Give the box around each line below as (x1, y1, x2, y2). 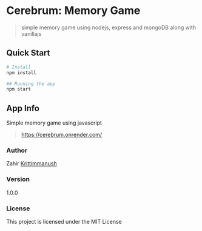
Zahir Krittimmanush (6, 160, 57, 167)
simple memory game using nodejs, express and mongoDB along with (21, 24, 196, 31)
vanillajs (21, 30, 42, 37)
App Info (6, 103, 39, 113)
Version (6, 175, 30, 184)
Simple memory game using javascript (6, 119, 102, 126)
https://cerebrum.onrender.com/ (21, 131, 103, 139)
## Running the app (6, 80, 56, 87)
